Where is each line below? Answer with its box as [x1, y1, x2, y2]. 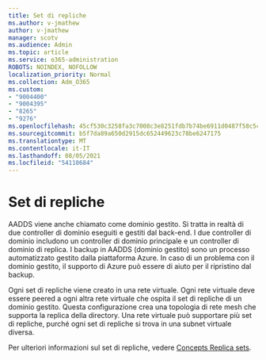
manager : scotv [8, 33, 59, 42]
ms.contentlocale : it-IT [8, 144, 90, 152]
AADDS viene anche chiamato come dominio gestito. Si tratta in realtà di [8, 220, 244, 229]
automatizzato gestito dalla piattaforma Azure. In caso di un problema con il [8, 253, 255, 262]
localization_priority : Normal [8, 71, 112, 79]
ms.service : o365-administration [8, 56, 119, 64]
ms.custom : [8, 85, 44, 94]
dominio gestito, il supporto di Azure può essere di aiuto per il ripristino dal [8, 262, 252, 271]
